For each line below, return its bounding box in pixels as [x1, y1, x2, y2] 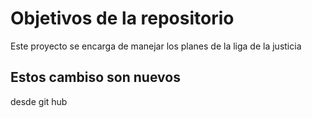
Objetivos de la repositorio [10, 7, 235, 30]
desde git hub [10, 95, 68, 107]
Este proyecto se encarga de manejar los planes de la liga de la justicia [10, 40, 302, 52]
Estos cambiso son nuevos [10, 69, 181, 86]
